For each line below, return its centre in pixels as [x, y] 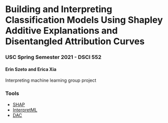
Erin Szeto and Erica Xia [31, 69]
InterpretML [25, 110]
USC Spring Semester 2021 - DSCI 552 [53, 57]
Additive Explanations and [61, 31]
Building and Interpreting [59, 9]
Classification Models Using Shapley [84, 20]
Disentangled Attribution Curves [75, 42]
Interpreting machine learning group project [51, 80]
